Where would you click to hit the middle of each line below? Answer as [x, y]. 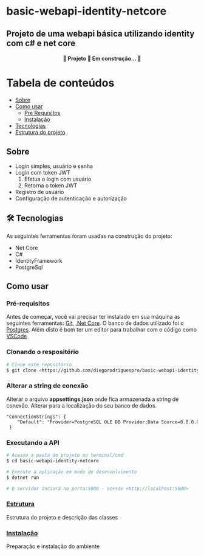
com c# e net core [41, 43]
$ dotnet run [23, 478]
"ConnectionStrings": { [36, 417]
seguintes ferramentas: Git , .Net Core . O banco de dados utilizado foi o [95, 323]
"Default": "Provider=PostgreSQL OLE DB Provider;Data [88, 422]
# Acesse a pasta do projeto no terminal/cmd [65, 455]
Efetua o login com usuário [58, 179]
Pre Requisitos [42, 113]
